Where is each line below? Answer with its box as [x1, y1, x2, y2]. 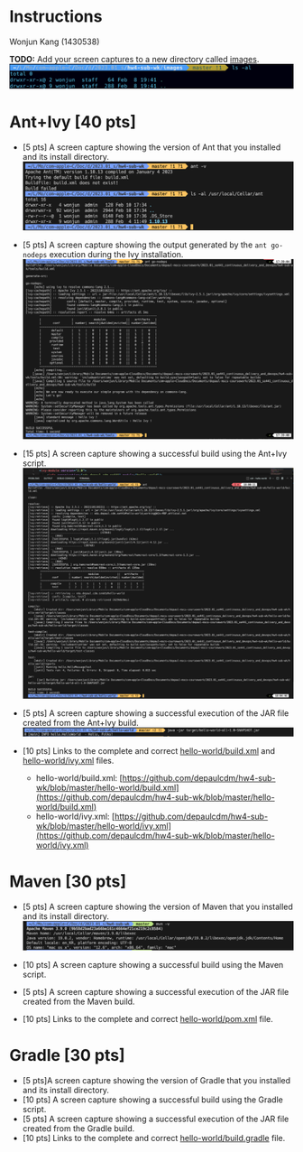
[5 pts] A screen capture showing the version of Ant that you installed [22, 142, 281, 153]
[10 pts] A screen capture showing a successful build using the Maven [22, 959, 284, 970]
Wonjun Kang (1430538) [9, 36, 100, 47]
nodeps [22, 250, 48, 259]
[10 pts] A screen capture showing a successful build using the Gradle [22, 1094, 284, 1105]
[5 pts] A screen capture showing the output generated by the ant [22, 239, 268, 250]
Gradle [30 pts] [9, 1045, 125, 1066]
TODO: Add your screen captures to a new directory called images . [9, 53, 260, 64]
